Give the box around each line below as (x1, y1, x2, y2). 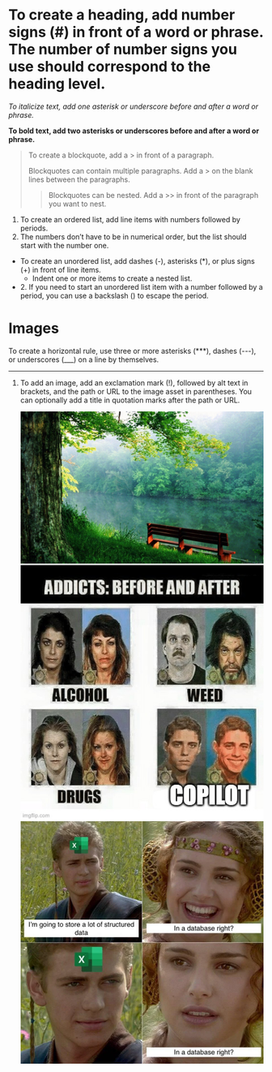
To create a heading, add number (8, 6, 236, 24)
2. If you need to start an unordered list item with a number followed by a (19, 282, 263, 291)
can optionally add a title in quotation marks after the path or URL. (19, 395, 240, 405)
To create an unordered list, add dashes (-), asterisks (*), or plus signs (19, 256, 255, 265)
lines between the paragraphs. (28, 174, 131, 184)
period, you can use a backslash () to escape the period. (19, 291, 209, 300)
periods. (19, 223, 49, 233)
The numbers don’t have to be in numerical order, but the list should (19, 231, 247, 241)
